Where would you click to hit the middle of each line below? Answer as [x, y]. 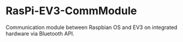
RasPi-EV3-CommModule [71, 11]
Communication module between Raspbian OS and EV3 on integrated [91, 27]
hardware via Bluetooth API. [40, 33]
